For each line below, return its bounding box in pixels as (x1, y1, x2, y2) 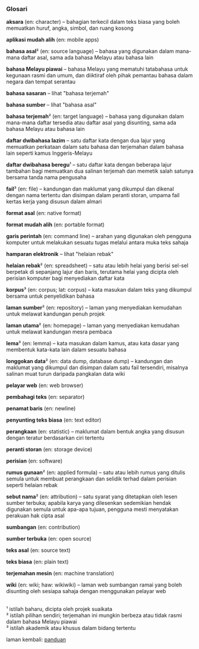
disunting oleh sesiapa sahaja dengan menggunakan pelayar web (6, 588, 166, 595)
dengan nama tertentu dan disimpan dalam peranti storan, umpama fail (6, 192, 180, 199)
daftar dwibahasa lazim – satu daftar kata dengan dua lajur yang (6, 137, 165, 144)
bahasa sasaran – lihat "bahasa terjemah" (6, 90, 109, 97)
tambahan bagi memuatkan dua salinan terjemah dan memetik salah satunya (6, 167, 194, 174)
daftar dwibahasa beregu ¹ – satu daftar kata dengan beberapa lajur (6, 161, 172, 169)
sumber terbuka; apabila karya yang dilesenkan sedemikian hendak (6, 500, 172, 507)
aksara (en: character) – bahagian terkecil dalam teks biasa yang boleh (6, 18, 180, 26)
